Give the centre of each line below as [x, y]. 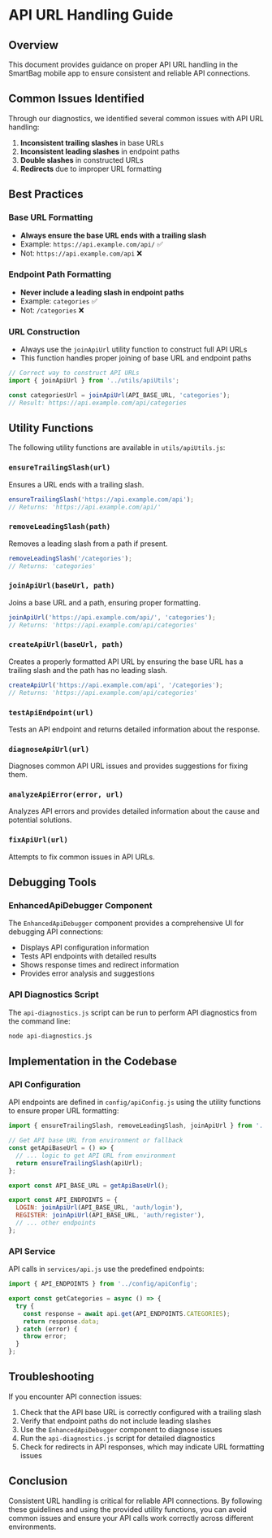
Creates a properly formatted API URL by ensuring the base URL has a [126, 662]
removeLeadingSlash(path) [60, 527]
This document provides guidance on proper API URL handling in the [123, 64]
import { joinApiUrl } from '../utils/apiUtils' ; [94, 380]
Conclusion [38, 1481]
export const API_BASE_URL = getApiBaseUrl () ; [89, 1186]
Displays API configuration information [84, 948]
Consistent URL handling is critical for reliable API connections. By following [135, 1501]
